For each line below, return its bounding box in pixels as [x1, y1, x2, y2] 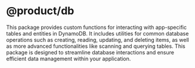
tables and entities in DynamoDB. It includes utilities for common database [6, 30, 189, 37]
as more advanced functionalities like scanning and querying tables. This [6, 43, 186, 50]
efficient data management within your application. [6, 55, 131, 62]
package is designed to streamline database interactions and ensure [6, 48, 175, 56]
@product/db [6, 4, 75, 18]
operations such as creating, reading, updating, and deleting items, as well [6, 36, 190, 43]
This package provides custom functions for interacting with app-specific [6, 24, 187, 31]
